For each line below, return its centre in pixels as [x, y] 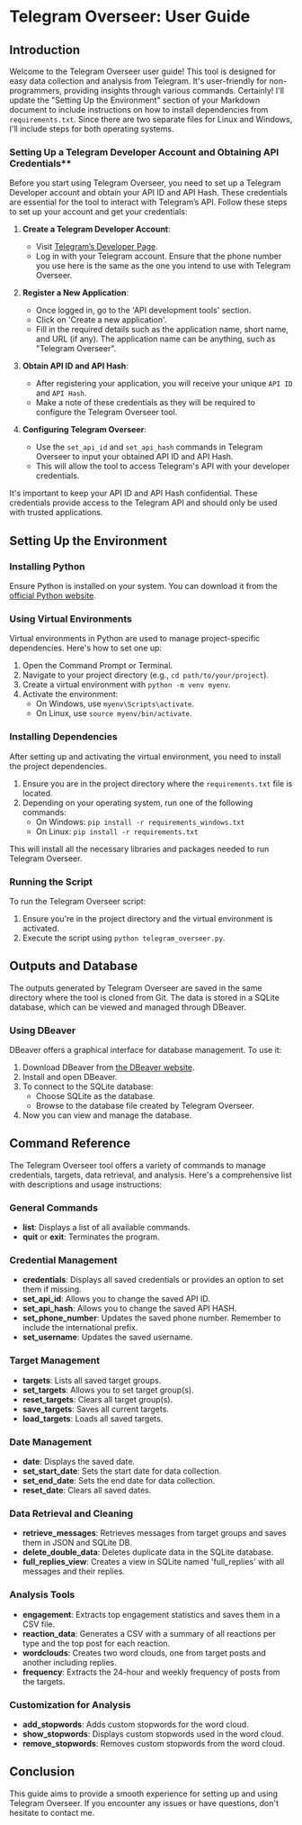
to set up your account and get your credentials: [98, 212]
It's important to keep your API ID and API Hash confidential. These [133, 494]
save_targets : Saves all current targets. [95, 1409]
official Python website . [53, 595]
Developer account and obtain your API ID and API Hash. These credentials [148, 193]
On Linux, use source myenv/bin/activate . [114, 713]
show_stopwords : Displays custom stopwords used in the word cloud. [153, 1734]
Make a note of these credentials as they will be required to [146, 403]
